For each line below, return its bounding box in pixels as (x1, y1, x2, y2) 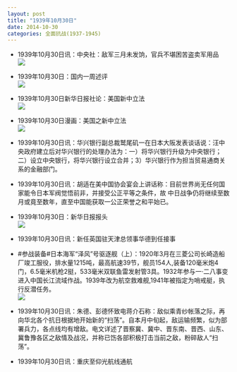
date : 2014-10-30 (7, 23, 59, 30)
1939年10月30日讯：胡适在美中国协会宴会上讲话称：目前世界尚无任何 (17, 180, 219, 188)
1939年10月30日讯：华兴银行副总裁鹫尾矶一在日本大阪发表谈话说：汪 (17, 138, 219, 147)
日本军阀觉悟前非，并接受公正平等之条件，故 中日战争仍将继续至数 (36, 188, 230, 198)
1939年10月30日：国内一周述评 (17, 72, 108, 81)
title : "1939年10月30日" (7, 17, 78, 24)
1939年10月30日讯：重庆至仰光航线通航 (17, 357, 133, 366)
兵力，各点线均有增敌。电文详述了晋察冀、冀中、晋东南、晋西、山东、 (23, 325, 228, 333)
